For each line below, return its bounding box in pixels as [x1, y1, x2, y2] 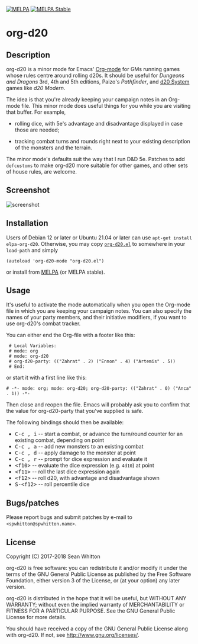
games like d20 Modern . [6, 85, 66, 91]
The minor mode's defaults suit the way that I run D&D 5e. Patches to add [6, 156, 185, 162]
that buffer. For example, [6, 108, 66, 116]
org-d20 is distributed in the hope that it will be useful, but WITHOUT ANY [6, 595, 187, 602]
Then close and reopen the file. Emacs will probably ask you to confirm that [6, 401, 190, 408]
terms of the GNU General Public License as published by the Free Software [6, 571, 191, 578]
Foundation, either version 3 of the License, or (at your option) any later [6, 577, 180, 584]
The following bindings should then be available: [6, 419, 124, 426]
